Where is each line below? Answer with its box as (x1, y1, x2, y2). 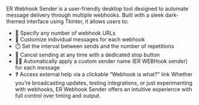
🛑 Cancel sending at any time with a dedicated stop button (14, 51, 161, 58)
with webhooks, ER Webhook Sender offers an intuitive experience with (14, 86, 192, 92)
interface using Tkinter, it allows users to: (26, 18, 129, 25)
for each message (14, 64, 60, 71)
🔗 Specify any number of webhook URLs (14, 29, 116, 37)
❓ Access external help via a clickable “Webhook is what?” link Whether (14, 71, 193, 77)
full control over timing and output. (14, 92, 101, 99)
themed (6, 18, 26, 25)
